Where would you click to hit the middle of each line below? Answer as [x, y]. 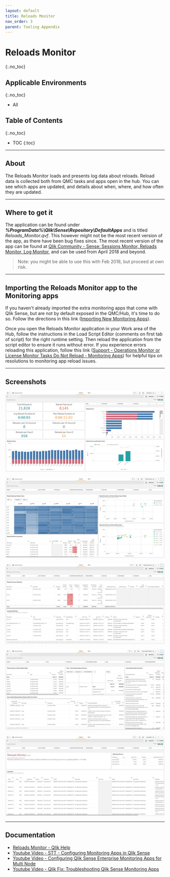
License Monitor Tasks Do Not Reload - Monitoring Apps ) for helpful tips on [84, 356]
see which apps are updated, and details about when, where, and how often [84, 186]
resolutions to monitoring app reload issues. [51, 361]
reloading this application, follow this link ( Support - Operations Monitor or [83, 350]
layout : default [22, 11]
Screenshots [26, 382]
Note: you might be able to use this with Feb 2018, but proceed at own [91, 262]
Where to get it [29, 213]
